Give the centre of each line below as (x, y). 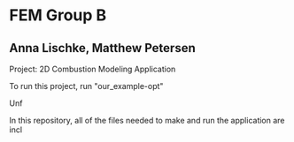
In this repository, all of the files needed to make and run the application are (147, 120)
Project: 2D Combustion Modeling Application (93, 69)
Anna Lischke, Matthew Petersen (103, 48)
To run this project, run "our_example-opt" (86, 86)
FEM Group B (58, 15)
